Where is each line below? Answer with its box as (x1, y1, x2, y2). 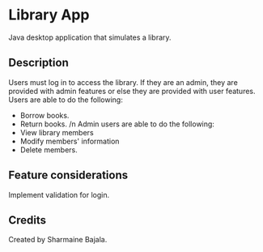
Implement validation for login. (8, 190, 110, 199)
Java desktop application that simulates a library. (8, 32, 172, 42)
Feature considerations (8, 169, 128, 182)
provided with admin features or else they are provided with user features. (8, 86, 257, 96)
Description (8, 56, 69, 70)
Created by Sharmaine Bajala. (8, 235, 108, 245)
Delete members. (19, 144, 78, 155)
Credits (8, 213, 47, 227)
